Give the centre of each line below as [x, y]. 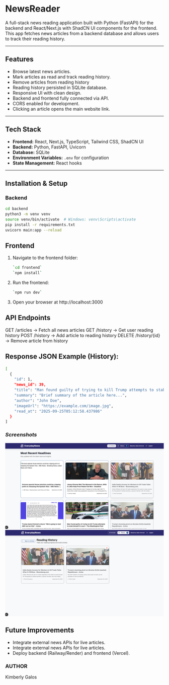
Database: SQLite [31, 152]
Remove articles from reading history [51, 82]
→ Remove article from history [37, 341]
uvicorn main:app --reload [33, 230]
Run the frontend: [31, 283]
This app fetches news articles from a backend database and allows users [82, 33]
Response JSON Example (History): [62, 357]
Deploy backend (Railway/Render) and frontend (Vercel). [71, 653]
